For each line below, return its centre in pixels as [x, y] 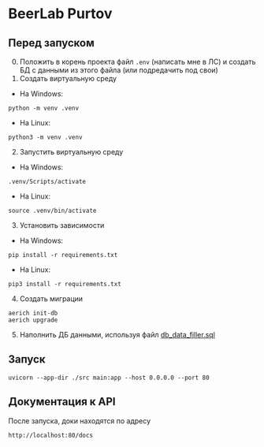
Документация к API [62, 402]
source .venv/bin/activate [52, 210]
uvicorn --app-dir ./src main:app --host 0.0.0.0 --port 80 [109, 378]
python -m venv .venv [44, 108]
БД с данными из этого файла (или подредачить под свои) [119, 70]
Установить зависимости [62, 225]
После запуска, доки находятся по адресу [80, 421]
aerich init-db [33, 313]
